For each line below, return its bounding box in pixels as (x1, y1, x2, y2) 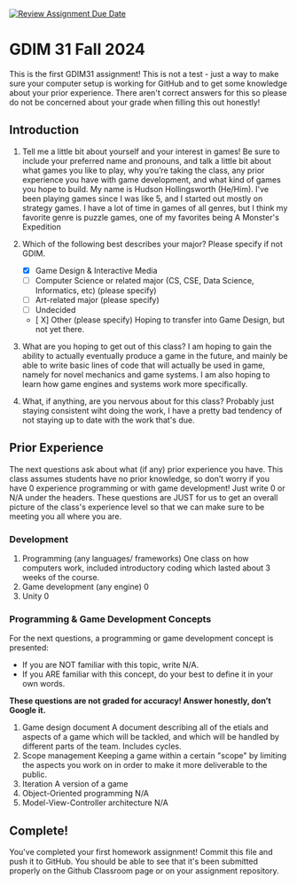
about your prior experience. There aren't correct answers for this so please (9, 87, 287, 97)
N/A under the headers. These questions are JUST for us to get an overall (9, 492, 278, 502)
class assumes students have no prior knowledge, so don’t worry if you (9, 473, 270, 484)
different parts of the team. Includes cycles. (21, 741, 182, 752)
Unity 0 (21, 591, 50, 602)
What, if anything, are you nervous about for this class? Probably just (21, 396, 275, 407)
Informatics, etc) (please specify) (35, 284, 157, 296)
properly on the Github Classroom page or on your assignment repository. (9, 866, 279, 876)
